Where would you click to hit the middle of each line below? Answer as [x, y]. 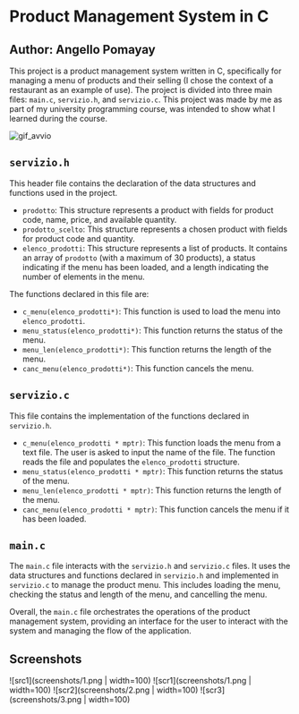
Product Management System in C [139, 17]
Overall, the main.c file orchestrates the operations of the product [130, 612]
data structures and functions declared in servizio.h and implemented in [144, 575]
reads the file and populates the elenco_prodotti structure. [131, 462]
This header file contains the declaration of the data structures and [133, 183]
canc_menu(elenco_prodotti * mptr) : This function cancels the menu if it [155, 509]
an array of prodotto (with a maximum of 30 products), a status [139, 258]
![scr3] [213, 690]
